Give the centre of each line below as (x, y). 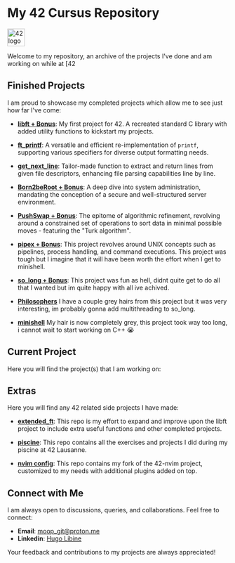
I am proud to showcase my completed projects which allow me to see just (115, 103)
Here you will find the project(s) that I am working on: (84, 369)
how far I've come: (34, 110)
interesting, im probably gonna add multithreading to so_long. (106, 309)
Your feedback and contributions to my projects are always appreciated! (112, 552)
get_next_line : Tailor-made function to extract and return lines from (115, 166)
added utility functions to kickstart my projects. (86, 131)
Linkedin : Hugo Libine (49, 538)
